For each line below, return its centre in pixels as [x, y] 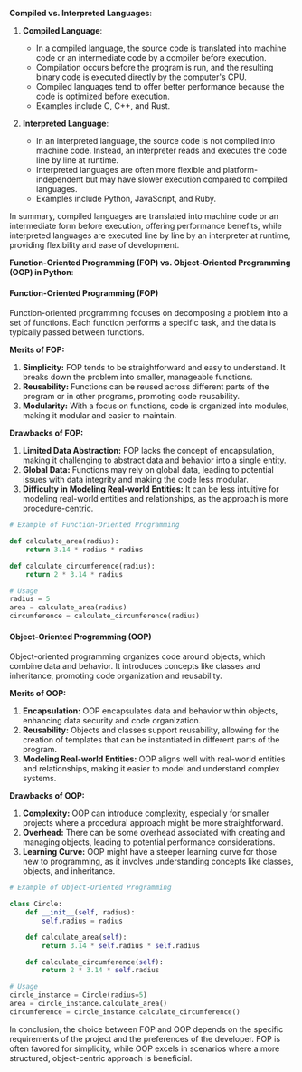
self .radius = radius [83, 921]
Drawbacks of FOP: [47, 433]
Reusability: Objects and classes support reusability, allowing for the [151, 730]
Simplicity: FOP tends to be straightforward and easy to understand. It [154, 368]
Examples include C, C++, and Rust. [103, 106]
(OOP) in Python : [42, 272]
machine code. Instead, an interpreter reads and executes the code [161, 150]
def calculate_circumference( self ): [95, 962]
